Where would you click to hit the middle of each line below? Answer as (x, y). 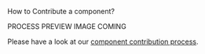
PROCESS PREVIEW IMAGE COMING (67, 26)
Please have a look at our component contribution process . (103, 41)
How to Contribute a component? (61, 11)
